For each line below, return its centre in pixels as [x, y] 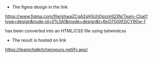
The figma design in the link [40, 7]
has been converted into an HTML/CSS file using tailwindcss [66, 31]
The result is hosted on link [39, 40]
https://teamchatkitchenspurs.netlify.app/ [47, 50]
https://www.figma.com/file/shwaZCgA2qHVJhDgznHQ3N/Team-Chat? [76, 16]
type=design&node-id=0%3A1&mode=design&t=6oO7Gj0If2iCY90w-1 [75, 21]
